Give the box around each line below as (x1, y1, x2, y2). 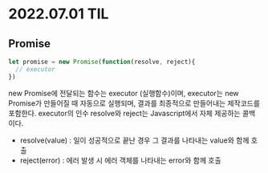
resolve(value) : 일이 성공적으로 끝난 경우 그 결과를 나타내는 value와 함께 (19, 135, 250, 145)
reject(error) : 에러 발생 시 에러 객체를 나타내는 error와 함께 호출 (19, 155, 222, 165)
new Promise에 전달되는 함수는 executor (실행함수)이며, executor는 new (8, 88, 239, 98)
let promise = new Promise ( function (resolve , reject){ (8, 58, 196, 66)
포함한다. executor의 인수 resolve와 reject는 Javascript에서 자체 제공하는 (8, 108, 241, 118)
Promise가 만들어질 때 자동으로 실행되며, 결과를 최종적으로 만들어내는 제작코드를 (8, 98, 261, 108)
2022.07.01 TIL (8, 5, 109, 23)
